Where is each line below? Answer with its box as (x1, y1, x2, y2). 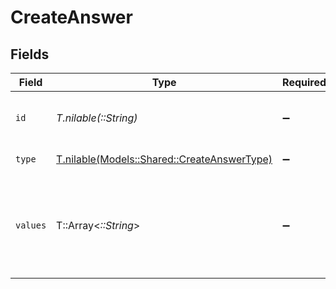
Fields (10, 46, 50, 63)
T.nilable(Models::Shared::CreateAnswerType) (56, 152, 273, 166)
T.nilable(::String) (56, 111, 138, 125)
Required (282, 76, 327, 89)
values (15, 220, 47, 231)
